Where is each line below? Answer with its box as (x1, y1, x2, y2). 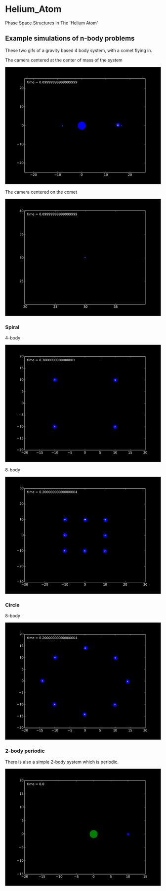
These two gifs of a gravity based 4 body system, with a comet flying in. (5, 47, 152, 53)
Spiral (5, 324, 20, 331)
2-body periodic (5, 747, 45, 754)
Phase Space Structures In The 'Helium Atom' (5, 20, 98, 26)
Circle (5, 601, 20, 608)
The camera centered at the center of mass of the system (5, 57, 123, 63)
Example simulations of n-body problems (5, 34, 135, 43)
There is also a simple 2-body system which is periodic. (5, 759, 119, 765)
